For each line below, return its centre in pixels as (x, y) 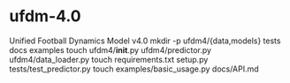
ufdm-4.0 (45, 16)
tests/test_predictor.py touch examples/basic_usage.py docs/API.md (134, 69)
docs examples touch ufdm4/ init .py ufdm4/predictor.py (111, 49)
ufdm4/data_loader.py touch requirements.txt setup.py (109, 59)
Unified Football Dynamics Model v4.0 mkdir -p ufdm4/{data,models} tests (145, 41)
